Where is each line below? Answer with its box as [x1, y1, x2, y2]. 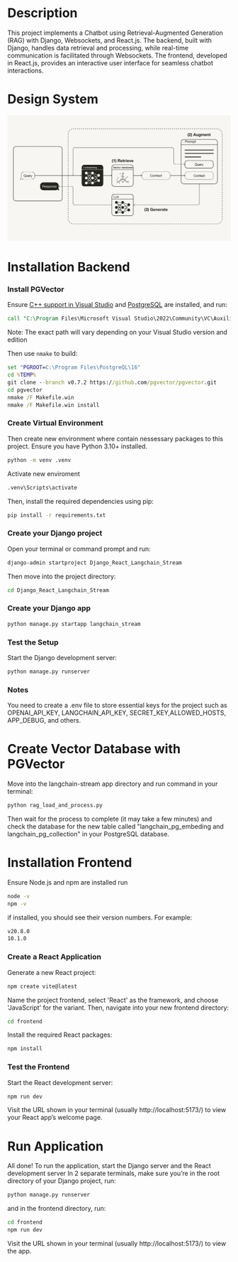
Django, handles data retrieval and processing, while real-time [7, 43, 189, 52]
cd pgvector [7, 386, 42, 394]
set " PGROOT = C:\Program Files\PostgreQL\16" [7, 364, 141, 371]
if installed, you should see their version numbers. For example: [7, 913, 193, 922]
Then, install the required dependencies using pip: [7, 497, 154, 505]
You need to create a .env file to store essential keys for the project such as [7, 701, 228, 710]
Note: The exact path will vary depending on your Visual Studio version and [7, 328, 228, 337]
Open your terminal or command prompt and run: [7, 544, 151, 553]
